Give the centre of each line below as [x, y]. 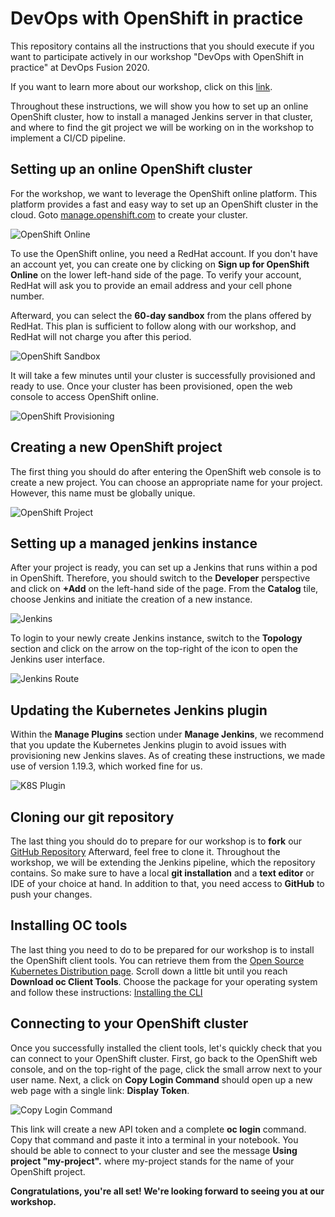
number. [27, 296]
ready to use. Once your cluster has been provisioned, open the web [151, 386]
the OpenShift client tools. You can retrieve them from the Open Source [157, 960]
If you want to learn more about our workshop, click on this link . [141, 86]
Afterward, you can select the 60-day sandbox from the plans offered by [161, 315]
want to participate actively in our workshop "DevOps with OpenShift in [157, 56]
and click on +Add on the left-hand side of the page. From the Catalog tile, [164, 589]
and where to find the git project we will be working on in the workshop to [162, 127]
